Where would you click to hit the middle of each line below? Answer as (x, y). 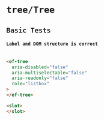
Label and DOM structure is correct (52, 44)
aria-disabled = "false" (40, 67)
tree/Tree (31, 10)
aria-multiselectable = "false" (49, 73)
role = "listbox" (31, 84)
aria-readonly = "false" (40, 78)
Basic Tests (29, 30)
